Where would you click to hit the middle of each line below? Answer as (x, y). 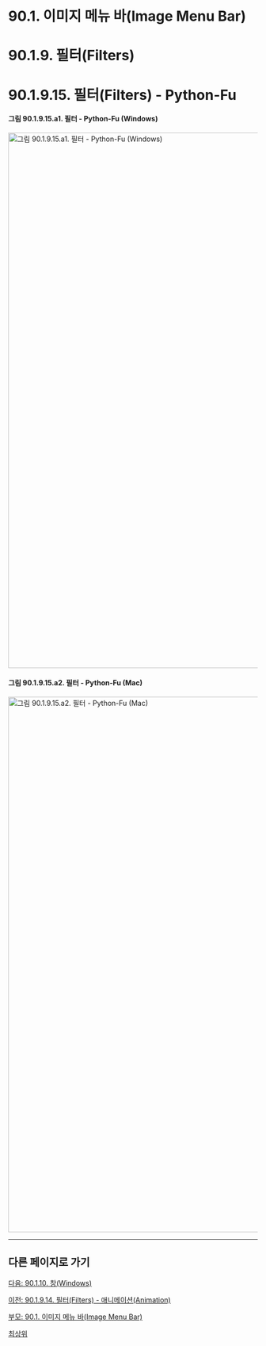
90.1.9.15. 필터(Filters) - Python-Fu (122, 95)
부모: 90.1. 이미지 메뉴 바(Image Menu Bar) (75, 1317)
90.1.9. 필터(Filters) (72, 56)
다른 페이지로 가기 (49, 1262)
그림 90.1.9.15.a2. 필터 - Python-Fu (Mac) (75, 683)
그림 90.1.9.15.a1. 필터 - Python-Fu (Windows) (83, 119)
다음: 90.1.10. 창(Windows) (50, 1283)
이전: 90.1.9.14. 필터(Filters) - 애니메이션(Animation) (90, 1300)
